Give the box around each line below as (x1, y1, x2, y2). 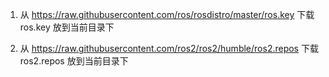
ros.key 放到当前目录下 (19, 21, 115, 33)
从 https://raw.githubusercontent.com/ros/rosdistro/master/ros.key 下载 (19, 9, 315, 20)
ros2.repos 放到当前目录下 (19, 55, 129, 67)
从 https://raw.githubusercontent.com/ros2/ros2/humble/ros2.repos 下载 (19, 43, 319, 54)
